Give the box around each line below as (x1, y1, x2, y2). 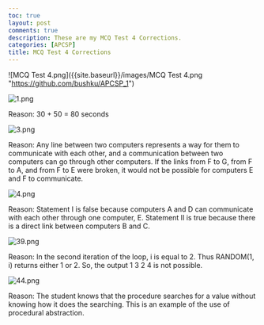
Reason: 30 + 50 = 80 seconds (8, 109, 109, 119)
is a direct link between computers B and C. (8, 221, 150, 231)
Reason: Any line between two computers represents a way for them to (8, 140, 239, 149)
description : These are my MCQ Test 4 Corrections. (8, 33, 182, 42)
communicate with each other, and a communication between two (8, 148, 224, 158)
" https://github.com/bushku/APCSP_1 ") (8, 78, 135, 88)
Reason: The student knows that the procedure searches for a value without (8, 291, 256, 300)
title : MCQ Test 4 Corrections (8, 48, 111, 56)
